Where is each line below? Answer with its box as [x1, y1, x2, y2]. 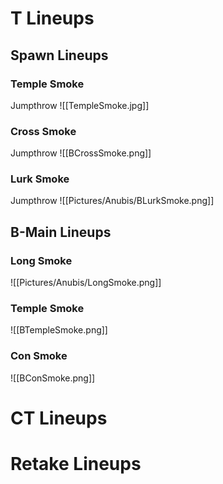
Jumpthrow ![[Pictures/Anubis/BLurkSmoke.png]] [10, 195, 215, 207]
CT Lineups [10, 407, 108, 429]
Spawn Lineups [10, 47, 109, 64]
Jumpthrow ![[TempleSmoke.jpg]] [10, 99, 150, 111]
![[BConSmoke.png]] [10, 372, 96, 384]
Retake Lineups [10, 453, 142, 476]
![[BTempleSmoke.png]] [10, 324, 108, 336]
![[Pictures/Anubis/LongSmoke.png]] [10, 277, 162, 289]
